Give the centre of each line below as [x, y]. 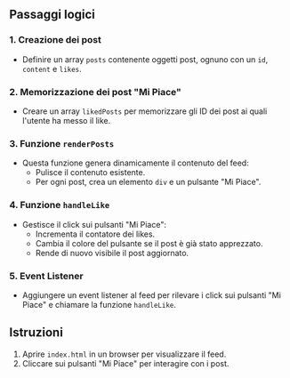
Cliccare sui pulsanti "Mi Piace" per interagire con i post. [125, 363]
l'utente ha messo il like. [66, 120]
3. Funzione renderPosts [62, 143]
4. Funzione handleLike [60, 205]
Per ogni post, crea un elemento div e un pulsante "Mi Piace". [148, 182]
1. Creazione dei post [56, 40]
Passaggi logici [52, 15]
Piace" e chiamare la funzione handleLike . [99, 304]
